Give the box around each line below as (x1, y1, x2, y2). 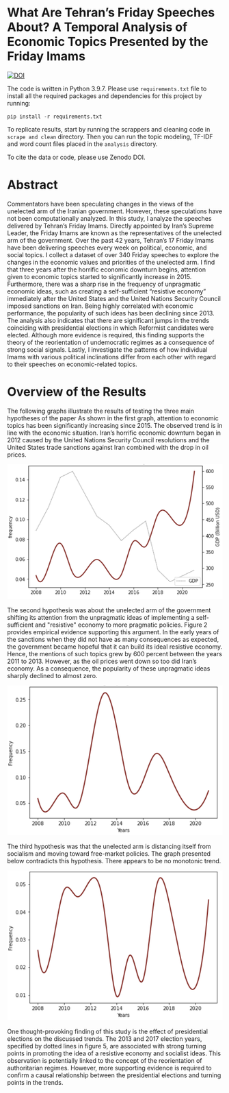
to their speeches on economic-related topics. (7, 360, 138, 368)
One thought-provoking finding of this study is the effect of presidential (7, 1027, 208, 1035)
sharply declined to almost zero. (7, 671, 98, 680)
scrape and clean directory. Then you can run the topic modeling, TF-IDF (7, 132, 213, 141)
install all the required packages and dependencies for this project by (7, 91, 202, 100)
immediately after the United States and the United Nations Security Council (7, 294, 221, 302)
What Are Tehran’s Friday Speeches (7, 5, 215, 21)
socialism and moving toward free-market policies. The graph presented (7, 849, 211, 858)
